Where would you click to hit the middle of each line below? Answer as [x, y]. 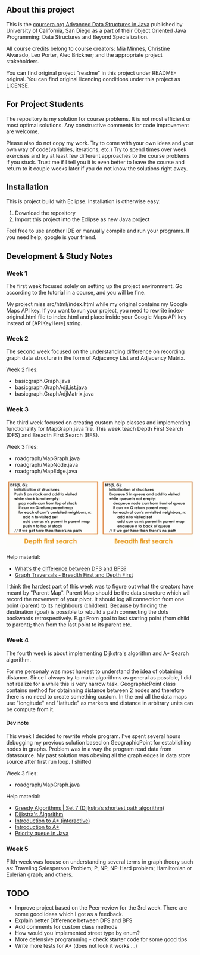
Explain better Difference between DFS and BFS [74, 920]
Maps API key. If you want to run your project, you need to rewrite [87, 311]
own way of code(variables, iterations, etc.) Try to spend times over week [96, 149]
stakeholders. [23, 61]
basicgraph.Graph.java [43, 381]
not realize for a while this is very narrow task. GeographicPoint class [91, 684]
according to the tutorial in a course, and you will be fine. [76, 293]
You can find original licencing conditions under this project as [104, 79]
